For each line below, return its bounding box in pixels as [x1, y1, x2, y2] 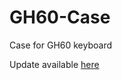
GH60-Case [9, 6, 111, 29]
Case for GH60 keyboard [9, 39, 113, 51]
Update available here [9, 58, 100, 70]
